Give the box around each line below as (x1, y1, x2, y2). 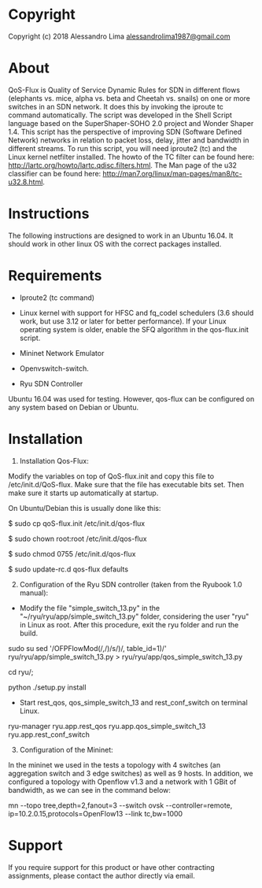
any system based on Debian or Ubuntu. (8, 402, 139, 412)
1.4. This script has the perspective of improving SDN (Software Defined (8, 127, 242, 136)
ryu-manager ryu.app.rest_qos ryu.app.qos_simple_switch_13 (8, 721, 206, 731)
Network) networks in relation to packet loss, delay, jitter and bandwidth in (8, 135, 249, 145)
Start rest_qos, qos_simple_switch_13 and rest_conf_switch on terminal (19, 697, 248, 707)
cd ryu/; (8, 667, 34, 676)
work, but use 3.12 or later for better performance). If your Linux (19, 316, 227, 326)
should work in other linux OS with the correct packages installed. (8, 239, 222, 249)
